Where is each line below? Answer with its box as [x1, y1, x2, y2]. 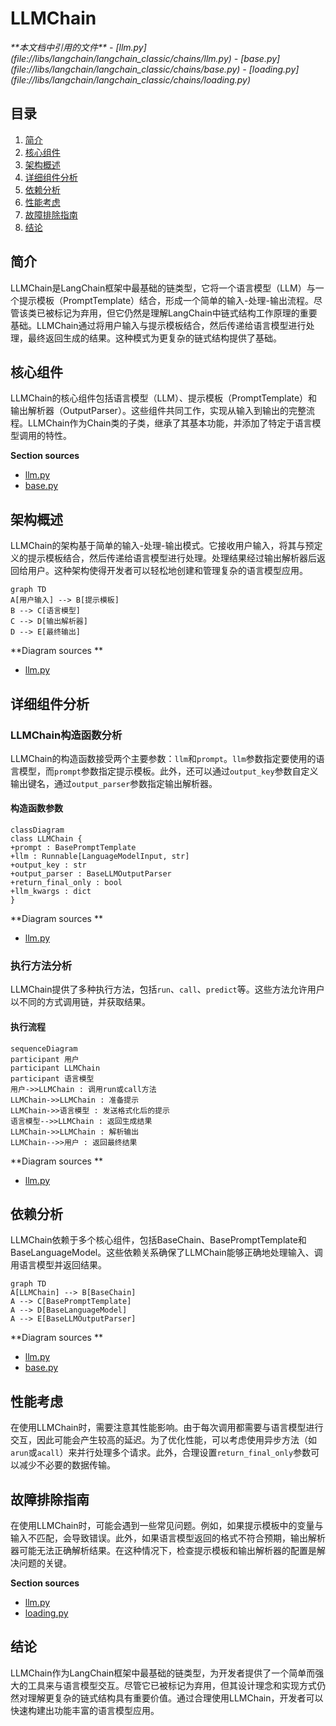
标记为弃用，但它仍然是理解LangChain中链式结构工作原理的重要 [53, 307, 318, 319]
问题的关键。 [18, 1557, 72, 1569]
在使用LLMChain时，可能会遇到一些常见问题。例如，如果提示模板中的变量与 [10, 1520, 324, 1532]
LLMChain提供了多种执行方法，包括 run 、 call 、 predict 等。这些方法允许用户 [10, 983, 325, 996]
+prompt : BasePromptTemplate [10, 843, 137, 853]
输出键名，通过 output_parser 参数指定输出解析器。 [10, 777, 218, 789]
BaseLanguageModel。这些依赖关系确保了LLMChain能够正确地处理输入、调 [10, 1247, 323, 1259]
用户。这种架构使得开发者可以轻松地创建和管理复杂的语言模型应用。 [27, 565, 308, 577]
